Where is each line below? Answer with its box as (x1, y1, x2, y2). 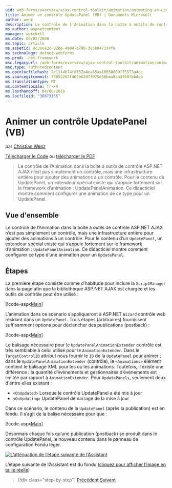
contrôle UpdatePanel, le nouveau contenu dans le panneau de (5, 436, 138, 442)
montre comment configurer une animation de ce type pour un (17, 190, 150, 197)
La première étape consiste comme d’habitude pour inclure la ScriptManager (5, 280, 166, 286)
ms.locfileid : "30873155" (5, 93, 60, 99)
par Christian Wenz (5, 143, 46, 149)
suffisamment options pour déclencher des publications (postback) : (5, 322, 150, 328)
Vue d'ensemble (5, 211, 59, 220)
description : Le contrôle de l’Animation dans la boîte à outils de (5, 22, 155, 27)
